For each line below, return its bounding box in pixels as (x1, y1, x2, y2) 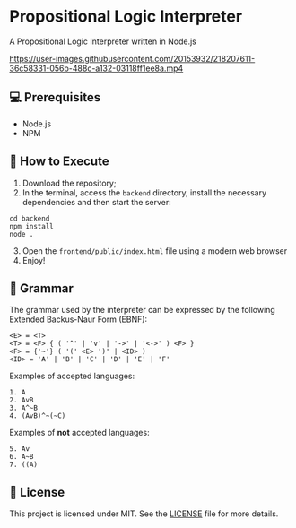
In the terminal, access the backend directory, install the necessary (22, 186, 267, 198)
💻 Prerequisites (9, 90, 101, 105)
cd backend (9, 213, 50, 223)
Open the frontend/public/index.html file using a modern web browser (22, 245, 288, 256)
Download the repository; (22, 177, 117, 188)
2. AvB (9, 396, 34, 405)
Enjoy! (22, 255, 46, 265)
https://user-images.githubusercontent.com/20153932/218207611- (9, 53, 256, 64)
